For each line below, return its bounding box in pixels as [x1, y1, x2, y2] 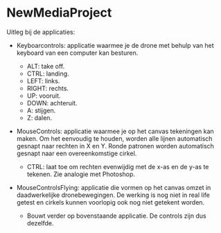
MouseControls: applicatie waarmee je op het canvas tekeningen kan [16, 127, 214, 135]
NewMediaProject [6, 5, 112, 21]
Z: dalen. [26, 113, 53, 122]
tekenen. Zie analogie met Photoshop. [26, 170, 136, 178]
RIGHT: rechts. [26, 84, 69, 92]
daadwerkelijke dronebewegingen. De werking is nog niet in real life [16, 191, 211, 199]
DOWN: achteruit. [26, 98, 78, 107]
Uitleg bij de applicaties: [6, 28, 76, 36]
